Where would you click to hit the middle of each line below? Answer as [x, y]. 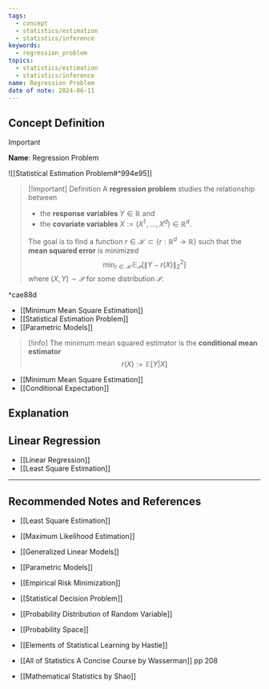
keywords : [25, 46]
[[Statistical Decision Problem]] [71, 598]
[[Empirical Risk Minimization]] [70, 582]
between [42, 198]
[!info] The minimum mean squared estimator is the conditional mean [143, 343]
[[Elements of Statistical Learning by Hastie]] [94, 645]
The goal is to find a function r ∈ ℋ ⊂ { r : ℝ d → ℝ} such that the [134, 240]
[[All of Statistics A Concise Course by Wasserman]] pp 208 [119, 660]
